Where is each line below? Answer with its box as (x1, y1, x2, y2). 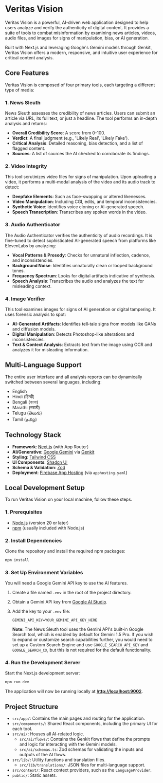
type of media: (5, 87, 35, 93)
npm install (5, 557, 29, 563)
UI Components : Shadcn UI (12, 459, 68, 465)
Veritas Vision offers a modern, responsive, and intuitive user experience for (5, 50, 158, 55)
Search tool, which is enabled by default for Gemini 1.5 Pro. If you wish (12, 632, 154, 637)
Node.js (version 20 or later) (12, 520, 69, 526)
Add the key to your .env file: (12, 608, 71, 614)
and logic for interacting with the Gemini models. (19, 741, 117, 747)
